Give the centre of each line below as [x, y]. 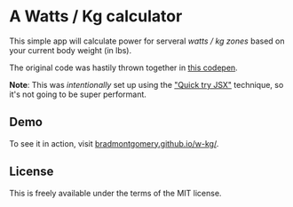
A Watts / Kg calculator [96, 16]
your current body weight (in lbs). [70, 50]
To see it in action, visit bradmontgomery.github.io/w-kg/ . [114, 143]
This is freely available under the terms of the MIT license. [115, 193]
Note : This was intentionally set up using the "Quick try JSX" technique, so [146, 84]
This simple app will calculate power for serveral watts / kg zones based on [147, 41]
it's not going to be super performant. [78, 94]
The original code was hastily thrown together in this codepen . [123, 68]
